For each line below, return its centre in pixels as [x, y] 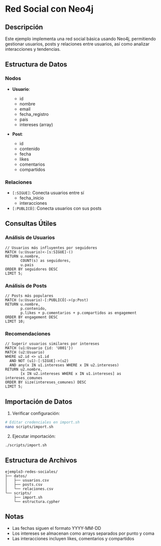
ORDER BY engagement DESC [31, 317]
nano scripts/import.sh [29, 427]
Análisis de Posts [26, 285]
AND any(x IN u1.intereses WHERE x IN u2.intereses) [64, 365]
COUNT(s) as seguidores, [46, 261]
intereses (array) [36, 124]
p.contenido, [34, 308]
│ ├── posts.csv [24, 484]
